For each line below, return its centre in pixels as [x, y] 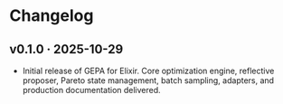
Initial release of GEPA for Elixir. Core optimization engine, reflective [148, 71]
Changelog [52, 16]
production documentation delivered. [91, 90]
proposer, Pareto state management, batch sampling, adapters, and [148, 80]
